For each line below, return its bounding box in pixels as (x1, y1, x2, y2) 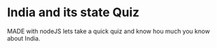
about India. (7, 34, 41, 42)
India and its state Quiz (7, 5, 140, 20)
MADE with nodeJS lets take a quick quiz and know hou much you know (7, 27, 210, 35)
